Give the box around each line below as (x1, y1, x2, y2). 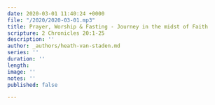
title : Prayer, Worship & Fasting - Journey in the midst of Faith (7, 23, 209, 30)
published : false (7, 81, 58, 88)
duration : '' (7, 56, 46, 63)
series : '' (7, 49, 39, 56)
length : (7, 62, 30, 69)
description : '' (7, 36, 55, 43)
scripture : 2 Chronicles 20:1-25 (7, 29, 105, 37)
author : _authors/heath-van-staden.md (7, 42, 120, 49)
